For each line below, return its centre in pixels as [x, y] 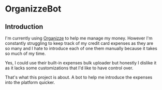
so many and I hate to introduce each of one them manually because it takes [81, 48]
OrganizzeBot [33, 9]
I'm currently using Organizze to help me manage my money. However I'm [79, 38]
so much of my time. [25, 53]
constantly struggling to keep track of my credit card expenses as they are [79, 43]
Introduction [24, 27]
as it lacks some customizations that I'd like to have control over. [69, 68]
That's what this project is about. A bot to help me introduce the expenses [79, 77]
